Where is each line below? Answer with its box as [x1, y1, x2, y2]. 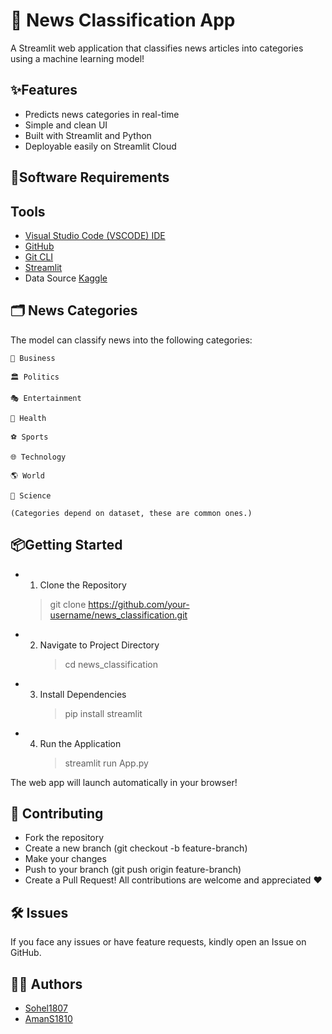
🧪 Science [10, 490, 52, 501]
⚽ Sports [10, 432, 49, 442]
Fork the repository [24, 832, 105, 844]
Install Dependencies [39, 688, 127, 700]
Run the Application [39, 737, 122, 749]
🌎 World [10, 470, 45, 481]
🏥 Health [10, 413, 47, 423]
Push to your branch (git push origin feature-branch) [24, 864, 242, 876]
